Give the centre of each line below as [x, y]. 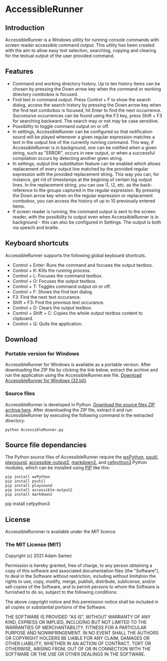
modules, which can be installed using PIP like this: [58, 468]
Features [19, 71]
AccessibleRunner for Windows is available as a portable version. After [78, 365]
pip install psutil [25, 481]
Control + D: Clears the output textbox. [52, 307]
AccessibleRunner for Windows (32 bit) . [46, 381]
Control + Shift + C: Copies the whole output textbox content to [77, 313]
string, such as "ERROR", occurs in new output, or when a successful [83, 153]
